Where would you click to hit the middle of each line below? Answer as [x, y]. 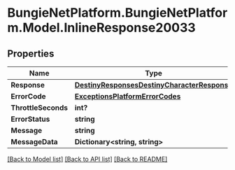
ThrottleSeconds [40, 108]
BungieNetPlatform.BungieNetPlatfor [117, 13]
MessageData [34, 142]
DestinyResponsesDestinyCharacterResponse [154, 85]
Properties [31, 54]
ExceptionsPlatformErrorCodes [128, 96]
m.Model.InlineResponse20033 [101, 28]
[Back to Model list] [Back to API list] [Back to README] [87, 159]
